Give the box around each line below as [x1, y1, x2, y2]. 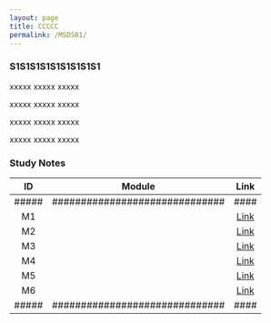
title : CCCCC [9, 22, 59, 31]
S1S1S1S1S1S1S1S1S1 [9, 60, 101, 73]
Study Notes [9, 156, 66, 169]
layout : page [9, 13, 59, 23]
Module [121, 179, 156, 192]
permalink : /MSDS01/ [9, 30, 88, 39]
